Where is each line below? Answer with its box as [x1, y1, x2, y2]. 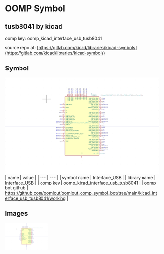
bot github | [5, 185, 28, 191]
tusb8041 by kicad [5, 23, 62, 31]
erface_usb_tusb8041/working [5, 195, 66, 201]
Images [5, 209, 28, 218]
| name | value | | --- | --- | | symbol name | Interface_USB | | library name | [5, 174, 156, 180]
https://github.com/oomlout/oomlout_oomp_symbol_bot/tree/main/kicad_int [5, 190, 157, 196]
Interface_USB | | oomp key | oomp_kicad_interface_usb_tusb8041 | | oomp [5, 180, 156, 185]
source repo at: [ [5, 45, 39, 50]
